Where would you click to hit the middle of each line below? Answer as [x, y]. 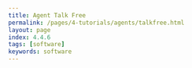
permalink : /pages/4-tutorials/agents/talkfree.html [96, 23]
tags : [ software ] [37, 45]
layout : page [30, 30]
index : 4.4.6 [30, 37]
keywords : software [40, 52]
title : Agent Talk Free [47, 15]
